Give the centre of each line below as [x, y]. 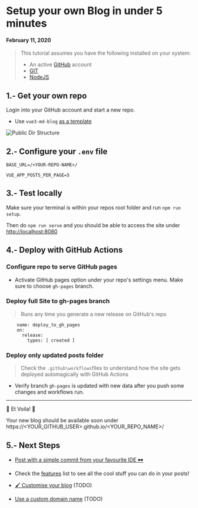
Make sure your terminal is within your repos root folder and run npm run [93, 207]
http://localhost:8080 [32, 231]
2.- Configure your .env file [57, 151]
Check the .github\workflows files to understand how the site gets [100, 368]
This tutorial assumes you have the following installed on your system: [106, 53]
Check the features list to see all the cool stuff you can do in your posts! [102, 473]
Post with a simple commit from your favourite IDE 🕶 [79, 460]
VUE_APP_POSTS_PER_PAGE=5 [38, 175]
